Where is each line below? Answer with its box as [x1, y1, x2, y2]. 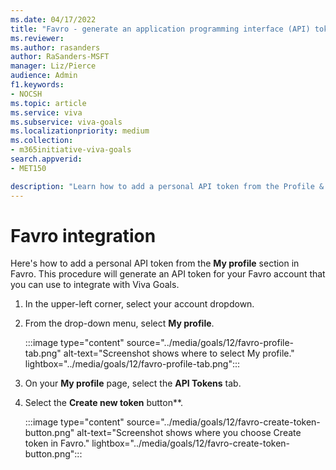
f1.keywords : [10, 80, 65, 90]
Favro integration [10, 224, 157, 247]
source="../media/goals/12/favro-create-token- [126, 416, 321, 428]
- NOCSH [10, 89, 43, 99]
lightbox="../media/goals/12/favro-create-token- [91, 437, 291, 450]
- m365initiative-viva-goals [10, 145, 132, 155]
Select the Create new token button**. [24, 397, 184, 409]
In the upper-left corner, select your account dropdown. [24, 298, 255, 310]
